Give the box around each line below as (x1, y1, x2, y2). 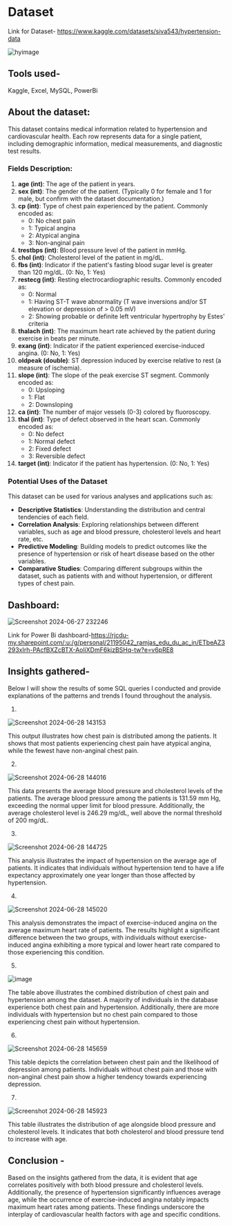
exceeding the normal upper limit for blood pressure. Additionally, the (8, 801, 205, 810)
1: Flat (28, 392, 46, 401)
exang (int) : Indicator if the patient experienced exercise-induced (17, 341, 205, 350)
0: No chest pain (28, 216, 75, 225)
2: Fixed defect (28, 444, 72, 453)
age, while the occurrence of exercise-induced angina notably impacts (8, 1195, 209, 1204)
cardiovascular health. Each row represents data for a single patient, (8, 132, 202, 140)
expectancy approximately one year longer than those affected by (8, 871, 195, 879)
